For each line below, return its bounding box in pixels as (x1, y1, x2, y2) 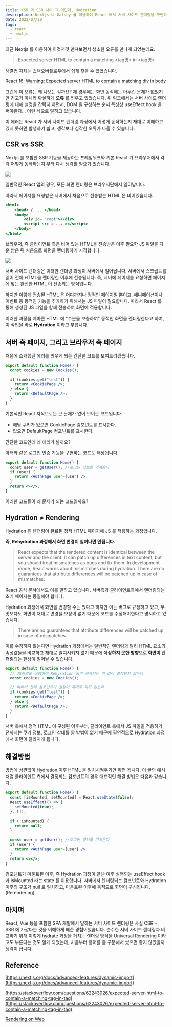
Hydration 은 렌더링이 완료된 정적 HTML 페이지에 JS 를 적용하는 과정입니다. (5, 528, 157, 534)
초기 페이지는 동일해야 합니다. (5, 593, 64, 599)
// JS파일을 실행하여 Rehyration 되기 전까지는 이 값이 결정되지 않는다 (10, 670, 143, 676)
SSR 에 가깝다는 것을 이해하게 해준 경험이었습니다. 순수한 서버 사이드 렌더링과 (5, 927, 160, 933)
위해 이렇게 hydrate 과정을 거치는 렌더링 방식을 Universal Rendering (18, 933, 157, 939)
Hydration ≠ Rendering (5, 513, 79, 522)
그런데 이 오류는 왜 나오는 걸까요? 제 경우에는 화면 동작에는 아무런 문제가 (5, 89, 149, 95)
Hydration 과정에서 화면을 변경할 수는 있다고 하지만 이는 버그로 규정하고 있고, (5, 604, 160, 610)
